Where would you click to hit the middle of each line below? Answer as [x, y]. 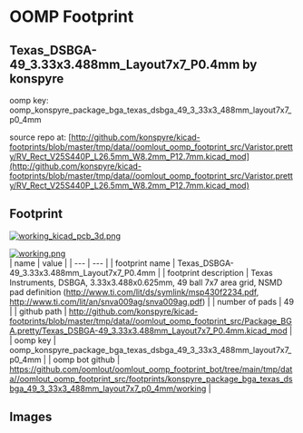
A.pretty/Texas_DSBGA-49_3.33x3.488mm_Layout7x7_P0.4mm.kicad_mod [148, 330]
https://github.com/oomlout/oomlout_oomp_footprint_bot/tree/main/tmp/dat [151, 369]
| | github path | [38, 311]
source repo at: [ [40, 137]
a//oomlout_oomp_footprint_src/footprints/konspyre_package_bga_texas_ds [151, 379]
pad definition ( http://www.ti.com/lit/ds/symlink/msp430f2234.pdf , [134, 291]
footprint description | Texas [220, 272]
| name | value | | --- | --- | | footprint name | [93, 263]
